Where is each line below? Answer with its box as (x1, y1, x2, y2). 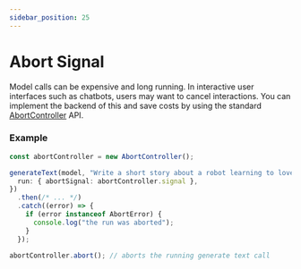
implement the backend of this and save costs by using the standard (9, 100, 262, 111)
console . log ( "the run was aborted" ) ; (32, 218, 175, 227)
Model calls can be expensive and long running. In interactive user (9, 81, 254, 92)
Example (9, 131, 48, 144)
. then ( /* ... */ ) (17, 193, 82, 202)
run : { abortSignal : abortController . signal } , (17, 176, 199, 186)
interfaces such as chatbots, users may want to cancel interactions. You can (9, 90, 291, 101)
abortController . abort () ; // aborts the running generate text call (9, 251, 271, 260)
